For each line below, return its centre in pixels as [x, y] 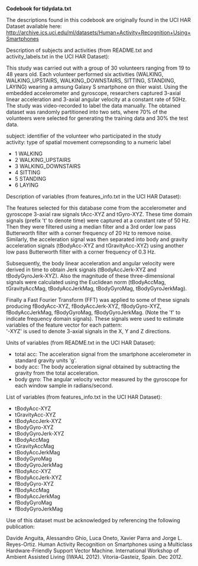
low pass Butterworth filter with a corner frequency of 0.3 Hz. [81, 252]
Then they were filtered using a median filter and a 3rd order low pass [91, 227]
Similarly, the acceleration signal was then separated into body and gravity [97, 239]
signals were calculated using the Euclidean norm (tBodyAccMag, [86, 282]
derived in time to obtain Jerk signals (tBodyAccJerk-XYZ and [81, 269]
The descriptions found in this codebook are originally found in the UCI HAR [98, 20]
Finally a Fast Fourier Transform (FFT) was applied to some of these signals [98, 300]
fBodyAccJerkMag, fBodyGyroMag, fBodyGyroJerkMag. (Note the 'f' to [93, 312]
